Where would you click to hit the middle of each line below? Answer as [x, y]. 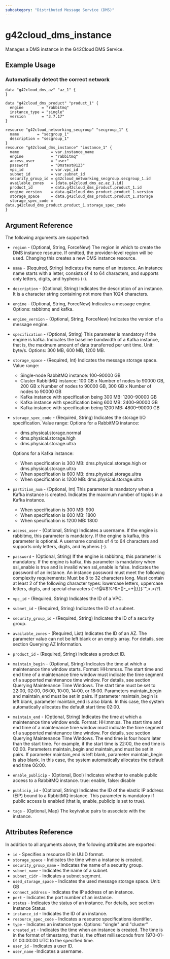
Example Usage [30, 65]
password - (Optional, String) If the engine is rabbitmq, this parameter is [87, 556]
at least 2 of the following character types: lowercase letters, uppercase [88, 583]
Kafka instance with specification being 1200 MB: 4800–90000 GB [90, 408]
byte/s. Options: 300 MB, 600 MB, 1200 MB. [59, 350]
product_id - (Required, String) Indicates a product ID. [69, 654]
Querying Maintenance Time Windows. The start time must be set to [84, 686]
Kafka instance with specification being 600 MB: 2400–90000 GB [89, 402]
